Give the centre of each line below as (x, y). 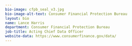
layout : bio (17, 18)
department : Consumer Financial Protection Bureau (57, 27)
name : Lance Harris (25, 23)
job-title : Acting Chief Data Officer (44, 32)
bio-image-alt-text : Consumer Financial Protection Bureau (66, 14)
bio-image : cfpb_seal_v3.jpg (35, 9)
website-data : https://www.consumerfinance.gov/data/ (61, 36)
